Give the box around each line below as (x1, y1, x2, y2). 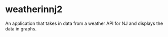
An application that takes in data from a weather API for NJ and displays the (5, 20, 163, 26)
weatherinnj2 (5, 4, 63, 15)
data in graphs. (5, 25, 37, 31)
